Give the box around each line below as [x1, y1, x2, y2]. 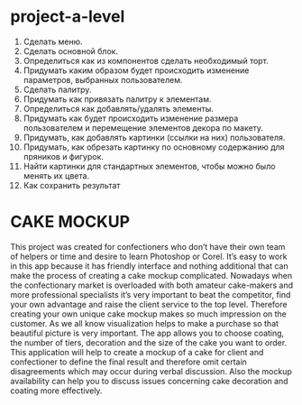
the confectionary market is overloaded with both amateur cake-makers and [10, 280, 294, 290]
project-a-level [10, 6, 125, 27]
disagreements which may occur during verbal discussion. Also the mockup [10, 365, 292, 376]
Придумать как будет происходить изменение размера [23, 113, 239, 124]
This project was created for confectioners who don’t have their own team [10, 241, 286, 252]
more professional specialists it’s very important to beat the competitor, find [10, 289, 291, 299]
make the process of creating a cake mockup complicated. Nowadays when [10, 270, 293, 281]
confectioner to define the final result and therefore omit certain [10, 356, 247, 367]
